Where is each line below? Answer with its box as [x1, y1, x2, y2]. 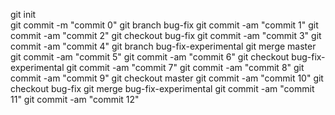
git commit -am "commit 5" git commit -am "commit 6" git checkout [10, 51, 290, 63]
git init [10, 9, 37, 20]
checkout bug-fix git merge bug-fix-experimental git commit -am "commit [10, 83, 315, 94]
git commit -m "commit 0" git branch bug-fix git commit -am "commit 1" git [10, 19, 319, 31]
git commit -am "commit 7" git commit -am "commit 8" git [66, 62, 305, 73]
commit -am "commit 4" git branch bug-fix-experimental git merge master [10, 40, 317, 52]
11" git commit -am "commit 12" [10, 94, 140, 105]
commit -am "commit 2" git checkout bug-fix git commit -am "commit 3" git [10, 30, 322, 41]
